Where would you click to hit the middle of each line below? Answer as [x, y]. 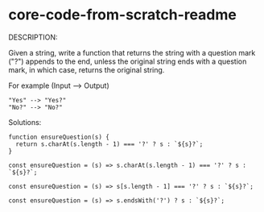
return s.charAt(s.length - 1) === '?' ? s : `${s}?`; [109, 144]
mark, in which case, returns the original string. [87, 69]
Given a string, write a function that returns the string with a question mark [132, 52]
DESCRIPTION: [33, 37]
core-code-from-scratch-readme [123, 15]
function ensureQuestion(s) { [59, 137]
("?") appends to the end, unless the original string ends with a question [128, 61]
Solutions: [25, 122]
